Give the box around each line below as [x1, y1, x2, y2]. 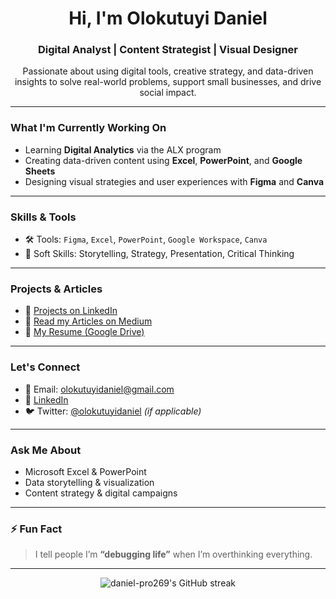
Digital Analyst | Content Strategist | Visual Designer [37, 43, 298, 57]
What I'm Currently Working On [10, 121, 167, 135]
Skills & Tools [10, 210, 77, 224]
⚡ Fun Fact [10, 522, 63, 536]
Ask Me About [10, 443, 82, 457]
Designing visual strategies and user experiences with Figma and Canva [24, 175, 325, 187]
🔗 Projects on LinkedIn [24, 305, 118, 317]
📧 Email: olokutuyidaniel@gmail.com [24, 383, 175, 395]
